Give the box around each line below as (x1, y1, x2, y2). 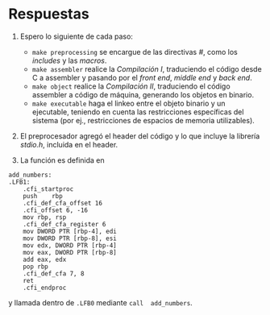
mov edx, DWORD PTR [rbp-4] (23, 241, 117, 250)
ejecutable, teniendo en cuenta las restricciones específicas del (31, 106, 244, 117)
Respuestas (8, 5, 90, 23)
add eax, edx (23, 255, 67, 263)
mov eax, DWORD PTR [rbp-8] (23, 248, 117, 256)
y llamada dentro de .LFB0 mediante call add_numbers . (8, 297, 193, 307)
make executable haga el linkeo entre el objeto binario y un (31, 98, 226, 108)
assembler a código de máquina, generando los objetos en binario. (31, 89, 255, 99)
